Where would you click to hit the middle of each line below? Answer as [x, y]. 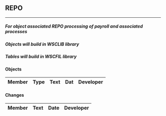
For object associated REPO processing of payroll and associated [74, 26]
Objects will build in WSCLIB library [42, 44]
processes [16, 32]
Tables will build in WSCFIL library [41, 57]
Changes [15, 95]
